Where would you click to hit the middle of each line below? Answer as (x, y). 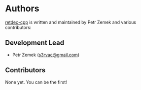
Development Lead (35, 43)
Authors (22, 9)
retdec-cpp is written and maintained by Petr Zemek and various (71, 22)
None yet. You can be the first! (36, 82)
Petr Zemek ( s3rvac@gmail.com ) (46, 55)
